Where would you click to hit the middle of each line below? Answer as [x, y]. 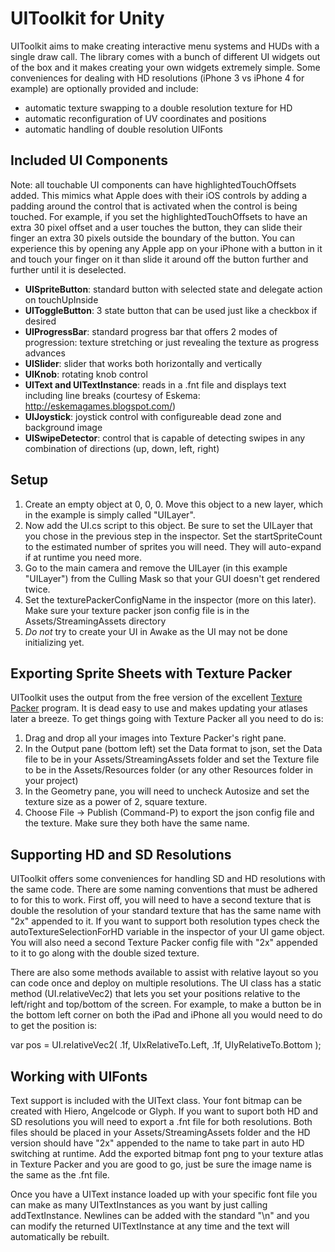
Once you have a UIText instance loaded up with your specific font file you [164, 1194]
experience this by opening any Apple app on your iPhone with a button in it [166, 248]
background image [63, 427]
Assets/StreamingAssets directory [95, 621]
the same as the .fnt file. [60, 1175]
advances [45, 353]
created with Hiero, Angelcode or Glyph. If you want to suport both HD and [164, 1111]
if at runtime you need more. [83, 557]
